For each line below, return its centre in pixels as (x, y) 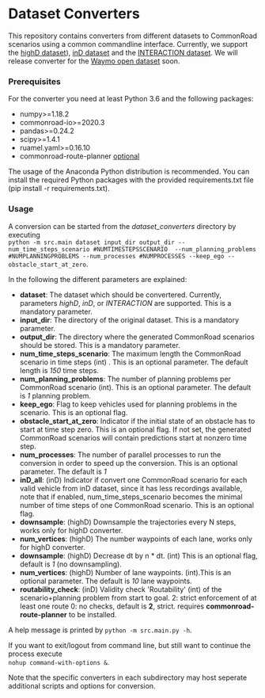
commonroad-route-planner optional (79, 156)
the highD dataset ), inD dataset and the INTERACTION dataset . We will (123, 52)
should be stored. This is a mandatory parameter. (100, 345)
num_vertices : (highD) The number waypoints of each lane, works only (136, 539)
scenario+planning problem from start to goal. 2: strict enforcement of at (138, 597)
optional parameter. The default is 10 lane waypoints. (106, 581)
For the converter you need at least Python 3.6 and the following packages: (131, 99)
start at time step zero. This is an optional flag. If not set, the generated (135, 429)
